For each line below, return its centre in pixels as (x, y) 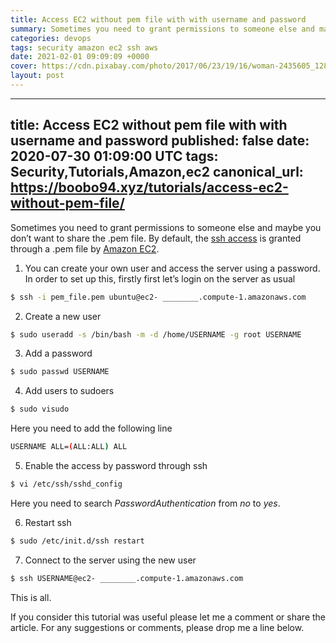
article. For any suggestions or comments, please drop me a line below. (157, 627)
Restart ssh (48, 522)
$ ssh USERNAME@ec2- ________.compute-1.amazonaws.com (127, 578)
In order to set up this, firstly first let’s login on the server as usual (160, 278)
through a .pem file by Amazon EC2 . (85, 248)
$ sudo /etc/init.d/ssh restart (77, 541)
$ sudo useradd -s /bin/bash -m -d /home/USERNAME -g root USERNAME (156, 334)
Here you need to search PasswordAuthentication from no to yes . (145, 503)
